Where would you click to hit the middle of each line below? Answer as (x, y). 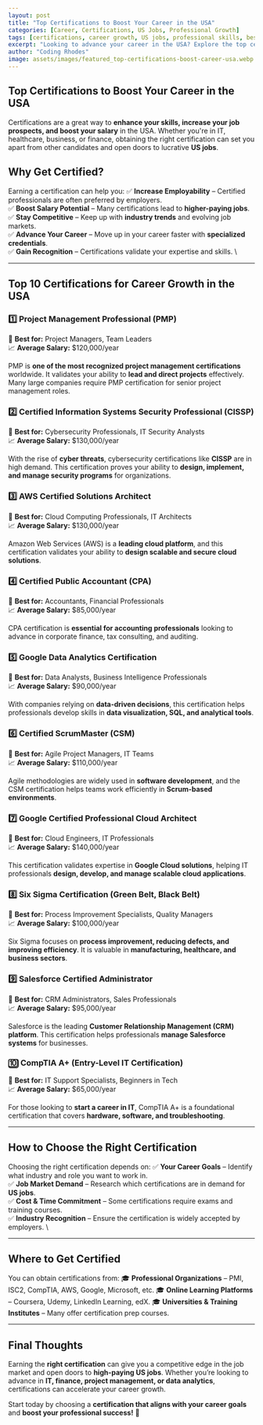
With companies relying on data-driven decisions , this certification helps (126, 705)
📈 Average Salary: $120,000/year (64, 348)
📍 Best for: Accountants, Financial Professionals (86, 601)
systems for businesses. (48, 1042)
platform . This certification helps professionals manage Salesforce (117, 1035)
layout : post (29, 15)
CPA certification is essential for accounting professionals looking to (121, 628)
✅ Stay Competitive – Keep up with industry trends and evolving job (120, 217)
